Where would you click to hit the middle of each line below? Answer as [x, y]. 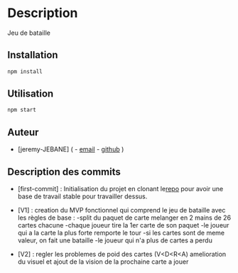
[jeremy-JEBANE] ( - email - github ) [71, 149]
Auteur [23, 132]
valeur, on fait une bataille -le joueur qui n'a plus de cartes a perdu [115, 240]
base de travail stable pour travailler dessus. [82, 196]
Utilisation [31, 94]
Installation [33, 55]
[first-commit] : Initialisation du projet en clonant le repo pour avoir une [120, 188]
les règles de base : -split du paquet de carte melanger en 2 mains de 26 [124, 218]
